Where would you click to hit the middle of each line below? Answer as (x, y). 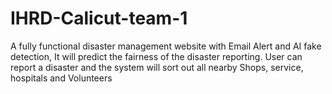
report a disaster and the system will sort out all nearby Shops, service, (157, 67)
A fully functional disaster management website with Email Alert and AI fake (166, 46)
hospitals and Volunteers (61, 78)
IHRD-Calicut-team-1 (99, 18)
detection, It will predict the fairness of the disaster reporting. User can (156, 56)
